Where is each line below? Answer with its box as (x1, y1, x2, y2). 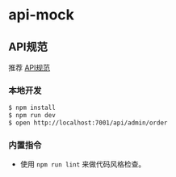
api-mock (8, 6, 75, 24)
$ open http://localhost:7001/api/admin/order (8, 119, 168, 127)
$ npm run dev (8, 112, 57, 120)
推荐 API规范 (8, 63, 51, 72)
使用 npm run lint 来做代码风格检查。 (19, 159, 146, 169)
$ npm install (8, 103, 57, 112)
